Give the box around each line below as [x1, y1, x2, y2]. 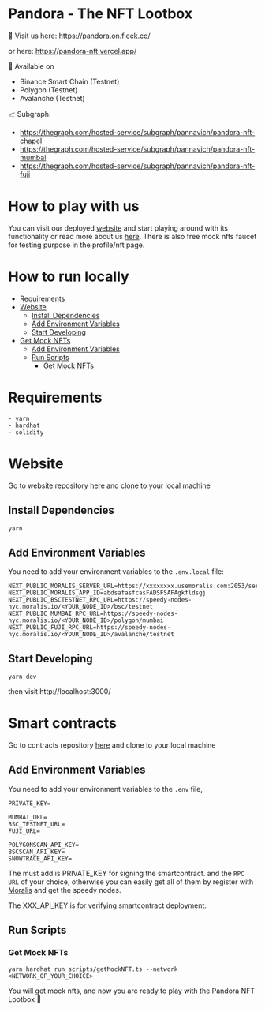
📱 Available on [8, 61, 54, 71]
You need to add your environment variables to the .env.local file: [8, 567, 224, 576]
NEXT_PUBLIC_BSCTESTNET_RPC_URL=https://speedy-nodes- [8, 596, 192, 604]
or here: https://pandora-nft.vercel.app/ [8, 46, 137, 55]
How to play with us [8, 197, 140, 216]
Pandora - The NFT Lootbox [8, 5, 193, 23]
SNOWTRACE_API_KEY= [8, 854, 73, 863]
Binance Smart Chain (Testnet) [19, 77, 120, 86]
